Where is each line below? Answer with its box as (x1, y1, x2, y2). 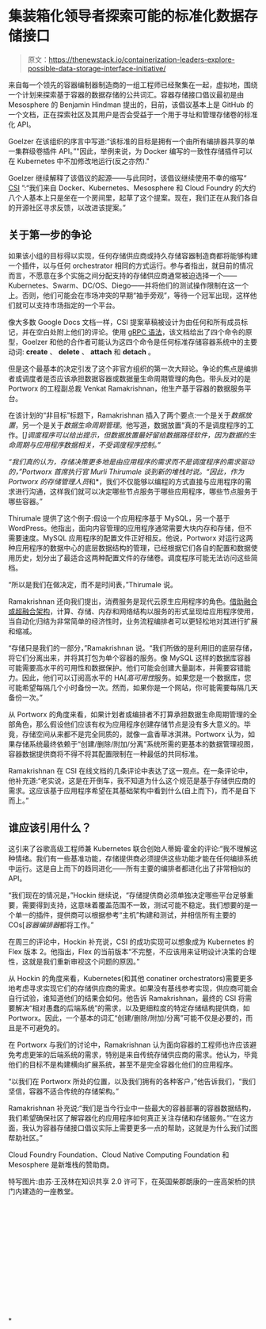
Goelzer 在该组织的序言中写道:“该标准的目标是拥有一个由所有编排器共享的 (8, 136, 249, 146)
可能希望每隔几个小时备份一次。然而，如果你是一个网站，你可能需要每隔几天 (8, 682, 258, 692)
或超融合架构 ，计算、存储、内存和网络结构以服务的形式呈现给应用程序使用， (8, 606, 258, 616)
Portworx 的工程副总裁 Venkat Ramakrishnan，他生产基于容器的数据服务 (8, 384, 245, 393)
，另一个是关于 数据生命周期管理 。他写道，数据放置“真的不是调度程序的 (15, 420, 248, 430)
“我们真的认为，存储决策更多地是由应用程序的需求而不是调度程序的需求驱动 (8, 456, 255, 466)
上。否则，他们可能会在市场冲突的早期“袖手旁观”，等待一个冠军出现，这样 (8, 290, 251, 300)
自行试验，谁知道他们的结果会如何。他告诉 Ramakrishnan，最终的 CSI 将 (8, 993, 245, 1002)
